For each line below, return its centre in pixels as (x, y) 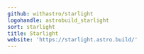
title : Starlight (33, 33)
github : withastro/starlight (50, 14)
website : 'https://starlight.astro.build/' (73, 40)
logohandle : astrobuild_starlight (59, 20)
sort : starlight (31, 27)
